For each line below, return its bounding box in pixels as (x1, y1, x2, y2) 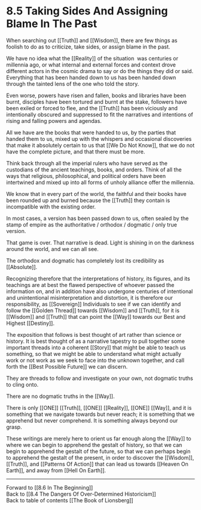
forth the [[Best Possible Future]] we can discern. (6, 363, 128, 370)
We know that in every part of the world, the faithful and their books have (6, 190, 187, 197)
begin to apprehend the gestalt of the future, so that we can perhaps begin (6, 448, 191, 455)
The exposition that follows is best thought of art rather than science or (6, 331, 182, 338)
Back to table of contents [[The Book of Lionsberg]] (6, 496, 133, 504)
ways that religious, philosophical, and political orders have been (6, 172, 166, 179)
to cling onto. (6, 381, 39, 388)
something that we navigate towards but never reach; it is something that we (6, 411, 195, 418)
